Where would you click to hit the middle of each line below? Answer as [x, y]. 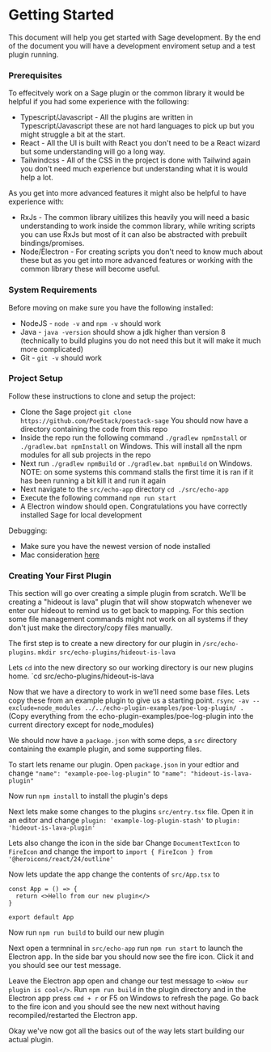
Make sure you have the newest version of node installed [115, 546]
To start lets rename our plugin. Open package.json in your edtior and [124, 765]
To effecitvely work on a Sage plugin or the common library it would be [127, 93]
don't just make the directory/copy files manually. [91, 627]
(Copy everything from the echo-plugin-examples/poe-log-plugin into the [131, 716]
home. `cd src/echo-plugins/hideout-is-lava [81, 676]
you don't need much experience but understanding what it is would [134, 169]
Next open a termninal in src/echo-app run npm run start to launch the [126, 948]
